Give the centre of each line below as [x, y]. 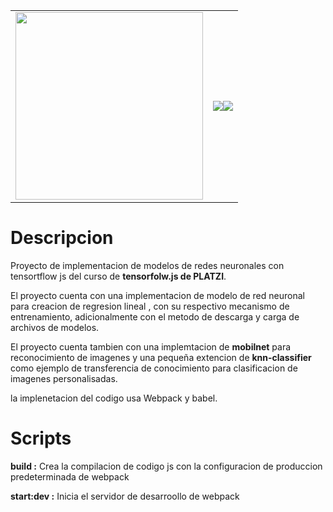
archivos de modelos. [55, 327]
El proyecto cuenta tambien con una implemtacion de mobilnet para [151, 346]
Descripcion [62, 238]
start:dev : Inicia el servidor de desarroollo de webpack [125, 496]
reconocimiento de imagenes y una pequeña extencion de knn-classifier [161, 357]
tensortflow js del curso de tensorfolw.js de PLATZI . [118, 276]
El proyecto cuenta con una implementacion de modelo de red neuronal [157, 295]
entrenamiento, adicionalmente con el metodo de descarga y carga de [155, 316]
